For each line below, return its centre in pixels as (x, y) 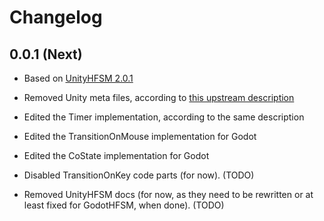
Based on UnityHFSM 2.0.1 (78, 78)
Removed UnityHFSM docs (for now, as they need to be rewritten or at (168, 194)
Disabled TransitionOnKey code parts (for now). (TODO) (139, 175)
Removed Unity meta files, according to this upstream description (159, 97)
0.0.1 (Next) (46, 54)
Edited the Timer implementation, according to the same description (164, 117)
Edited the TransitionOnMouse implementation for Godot (140, 136)
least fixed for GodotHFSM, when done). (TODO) (124, 205)
